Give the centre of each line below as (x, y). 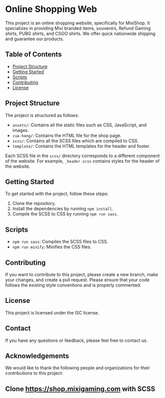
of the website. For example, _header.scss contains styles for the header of (82, 161)
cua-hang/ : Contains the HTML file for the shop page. (67, 135)
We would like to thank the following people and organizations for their (78, 368)
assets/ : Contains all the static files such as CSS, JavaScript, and (80, 125)
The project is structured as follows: (42, 115)
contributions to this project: (34, 373)
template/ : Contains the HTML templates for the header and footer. (81, 146)
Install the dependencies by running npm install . (63, 209)
